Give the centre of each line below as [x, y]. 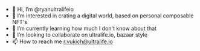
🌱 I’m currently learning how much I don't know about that [84, 28]
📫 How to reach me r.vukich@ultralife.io [62, 41]
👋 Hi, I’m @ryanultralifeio [43, 9]
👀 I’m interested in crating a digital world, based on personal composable [103, 16]
